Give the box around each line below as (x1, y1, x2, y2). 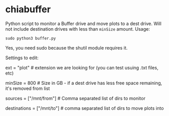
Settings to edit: (5, 55, 39, 61)
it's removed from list (5, 85, 50, 91)
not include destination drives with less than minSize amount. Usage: (5, 26, 150, 32)
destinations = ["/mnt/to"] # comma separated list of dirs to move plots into (5, 105, 164, 111)
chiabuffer (5, 4, 51, 15)
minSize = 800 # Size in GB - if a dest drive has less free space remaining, (5, 80, 162, 86)
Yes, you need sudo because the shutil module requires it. (5, 44, 128, 51)
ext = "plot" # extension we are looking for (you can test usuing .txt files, (5, 64, 159, 71)
